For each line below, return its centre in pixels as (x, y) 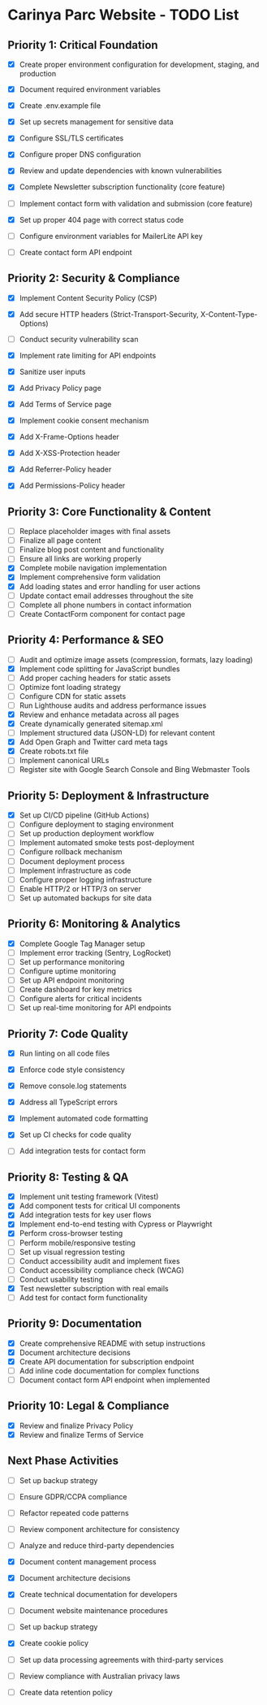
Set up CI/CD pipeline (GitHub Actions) (84, 815)
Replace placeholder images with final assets (95, 531)
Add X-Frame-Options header (69, 437)
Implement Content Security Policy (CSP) (88, 297)
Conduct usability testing (61, 1279)
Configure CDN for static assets (73, 696)
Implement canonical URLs (64, 761)
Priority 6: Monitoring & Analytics (94, 924)
